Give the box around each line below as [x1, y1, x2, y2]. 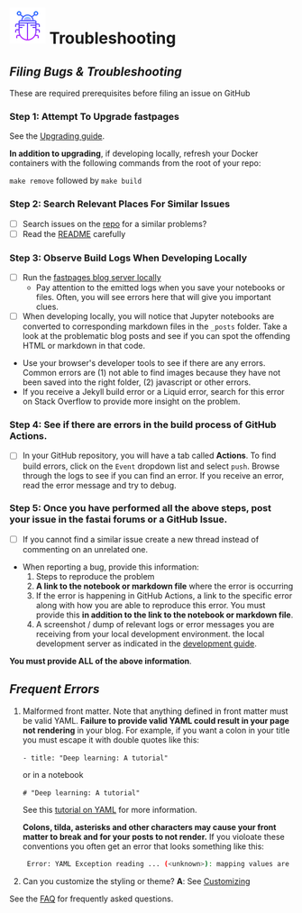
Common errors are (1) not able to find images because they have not [22, 368, 281, 379]
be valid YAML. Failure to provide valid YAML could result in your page [22, 715, 290, 726]
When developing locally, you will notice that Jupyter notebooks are [22, 311, 275, 322]
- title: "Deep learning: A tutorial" [22, 753, 169, 762]
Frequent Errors [9, 681, 100, 697]
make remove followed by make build [9, 175, 142, 187]
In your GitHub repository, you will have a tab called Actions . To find [22, 450, 277, 461]
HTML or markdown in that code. [22, 341, 146, 352]
